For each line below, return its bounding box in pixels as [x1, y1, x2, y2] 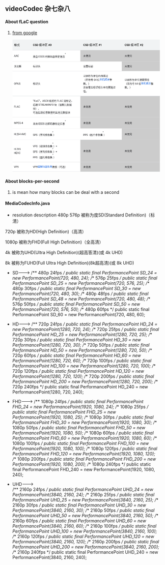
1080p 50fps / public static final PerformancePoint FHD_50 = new [12, 425, 146, 431]
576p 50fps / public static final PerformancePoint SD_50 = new [12, 301, 140, 307]
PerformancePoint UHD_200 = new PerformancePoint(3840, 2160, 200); [12, 544, 160, 550]
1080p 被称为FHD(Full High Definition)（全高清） [5, 239, 104, 245]
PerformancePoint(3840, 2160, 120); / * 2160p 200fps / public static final [12, 539, 160, 545]
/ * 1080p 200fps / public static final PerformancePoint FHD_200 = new [12, 456, 156, 462]
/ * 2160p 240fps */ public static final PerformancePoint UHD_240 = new [12, 549, 159, 555]
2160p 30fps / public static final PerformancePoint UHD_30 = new [12, 502, 146, 508]
